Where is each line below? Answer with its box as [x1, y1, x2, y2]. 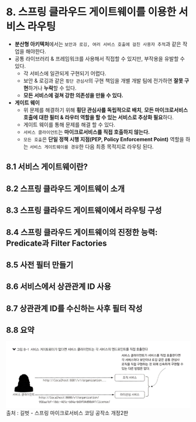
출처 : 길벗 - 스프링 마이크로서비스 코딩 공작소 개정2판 [6, 409, 129, 416]
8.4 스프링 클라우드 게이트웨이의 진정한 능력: [6, 227, 158, 237]
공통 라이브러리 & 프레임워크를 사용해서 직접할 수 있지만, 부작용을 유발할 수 [14, 55, 185, 62]
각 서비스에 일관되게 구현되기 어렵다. [23, 70, 106, 77]
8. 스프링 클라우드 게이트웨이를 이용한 [6, 5, 177, 19]
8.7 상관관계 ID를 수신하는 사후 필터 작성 [6, 303, 143, 314]
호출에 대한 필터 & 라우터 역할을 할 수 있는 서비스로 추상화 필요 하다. [23, 114, 174, 121]
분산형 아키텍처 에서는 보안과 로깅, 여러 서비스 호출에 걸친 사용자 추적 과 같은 [14, 40, 181, 47]
